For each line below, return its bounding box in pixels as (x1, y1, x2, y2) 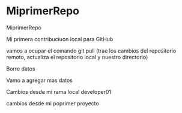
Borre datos (6, 65, 35, 72)
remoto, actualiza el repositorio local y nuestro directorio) (6, 53, 148, 60)
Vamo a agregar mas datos (6, 77, 73, 84)
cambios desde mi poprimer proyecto (6, 100, 99, 107)
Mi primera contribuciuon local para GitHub (6, 35, 114, 42)
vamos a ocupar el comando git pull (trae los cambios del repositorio (6, 47, 177, 54)
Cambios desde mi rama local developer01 (6, 88, 112, 95)
